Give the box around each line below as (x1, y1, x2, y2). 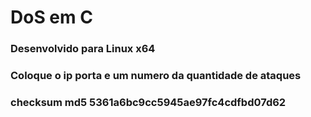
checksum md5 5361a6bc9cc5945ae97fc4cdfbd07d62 (10, 95, 287, 109)
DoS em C (10, 6, 93, 29)
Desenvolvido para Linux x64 (10, 42, 156, 56)
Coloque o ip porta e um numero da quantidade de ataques (10, 69, 302, 83)
